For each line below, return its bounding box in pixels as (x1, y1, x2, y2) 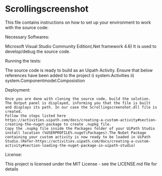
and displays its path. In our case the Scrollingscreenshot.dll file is (5, 105, 158, 110)
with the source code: (5, 24, 49, 30)
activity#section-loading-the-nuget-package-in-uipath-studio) (5, 143, 136, 148)
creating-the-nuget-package (5, 122, 62, 127)
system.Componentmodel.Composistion (5, 78, 85, 83)
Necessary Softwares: (5, 34, 49, 40)
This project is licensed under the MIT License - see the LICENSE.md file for (5, 161, 157, 167)
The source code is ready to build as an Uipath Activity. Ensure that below (5, 67, 153, 73)
